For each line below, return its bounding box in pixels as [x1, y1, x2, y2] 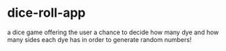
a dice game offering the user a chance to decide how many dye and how [7, 28, 219, 36]
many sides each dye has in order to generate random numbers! [7, 35, 192, 43]
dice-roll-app [7, 5, 86, 21]
